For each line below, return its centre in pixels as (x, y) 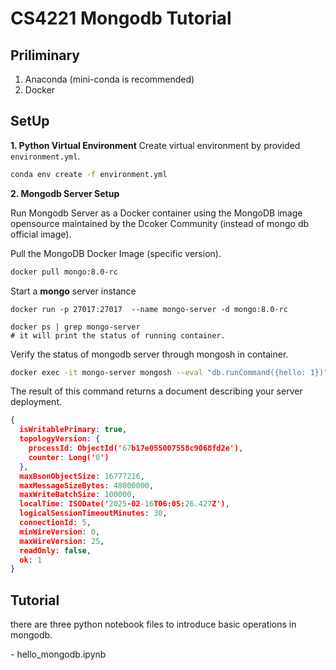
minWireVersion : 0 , (60, 532)
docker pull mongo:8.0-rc (64, 272)
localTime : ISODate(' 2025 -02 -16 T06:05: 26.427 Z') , (124, 504)
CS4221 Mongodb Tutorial (121, 18)
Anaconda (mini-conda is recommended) (109, 79)
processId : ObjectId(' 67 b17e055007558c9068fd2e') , (136, 448)
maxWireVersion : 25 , (62, 541)
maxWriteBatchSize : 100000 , (78, 495)
